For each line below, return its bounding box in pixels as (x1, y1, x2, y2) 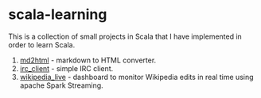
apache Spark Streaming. (19, 81, 103, 90)
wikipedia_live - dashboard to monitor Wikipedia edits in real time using (19, 72, 254, 81)
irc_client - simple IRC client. (19, 63, 114, 73)
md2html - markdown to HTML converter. (19, 55, 157, 65)
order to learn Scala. (8, 40, 76, 49)
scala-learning (8, 6, 107, 24)
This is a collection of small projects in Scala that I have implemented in (8, 32, 243, 41)
